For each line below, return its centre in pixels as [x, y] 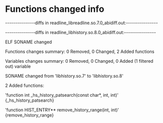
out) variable [18, 66]
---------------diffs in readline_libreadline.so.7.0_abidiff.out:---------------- [81, 23]
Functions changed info [55, 9]
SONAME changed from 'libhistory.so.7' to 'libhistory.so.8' [64, 76]
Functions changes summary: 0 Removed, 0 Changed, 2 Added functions [80, 51]
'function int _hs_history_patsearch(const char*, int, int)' [62, 95]
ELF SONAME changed [29, 42]
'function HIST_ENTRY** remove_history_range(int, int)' [62, 110]
